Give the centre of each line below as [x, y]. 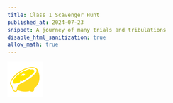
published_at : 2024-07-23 [45, 22]
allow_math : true [33, 45]
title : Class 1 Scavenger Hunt [54, 15]
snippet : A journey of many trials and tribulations [87, 30]
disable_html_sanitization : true [57, 37]
